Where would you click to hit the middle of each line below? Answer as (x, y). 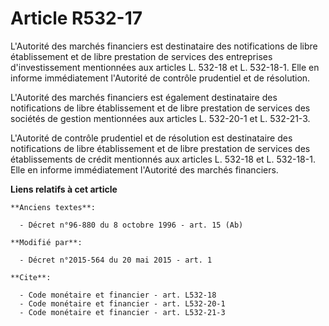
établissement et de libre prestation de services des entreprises (141, 56)
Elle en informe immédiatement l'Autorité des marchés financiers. (144, 169)
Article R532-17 (76, 18)
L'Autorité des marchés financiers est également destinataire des (144, 97)
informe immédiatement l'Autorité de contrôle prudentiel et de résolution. (160, 78)
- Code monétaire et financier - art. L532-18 (118, 295)
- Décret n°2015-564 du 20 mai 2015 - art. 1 (116, 260)
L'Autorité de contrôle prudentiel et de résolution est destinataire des (151, 138)
